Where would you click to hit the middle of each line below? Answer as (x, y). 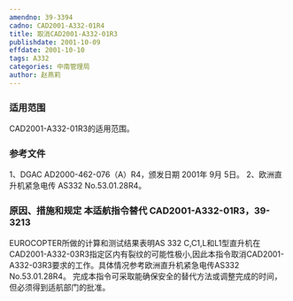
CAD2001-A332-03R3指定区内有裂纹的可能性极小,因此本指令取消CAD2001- (147, 254)
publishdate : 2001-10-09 (55, 42)
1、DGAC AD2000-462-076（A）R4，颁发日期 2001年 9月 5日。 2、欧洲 (142, 174)
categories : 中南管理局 (50, 67)
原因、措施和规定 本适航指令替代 (78, 211)
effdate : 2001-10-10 (47, 50)
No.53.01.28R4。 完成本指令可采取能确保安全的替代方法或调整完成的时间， (146, 276)
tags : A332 (29, 58)
